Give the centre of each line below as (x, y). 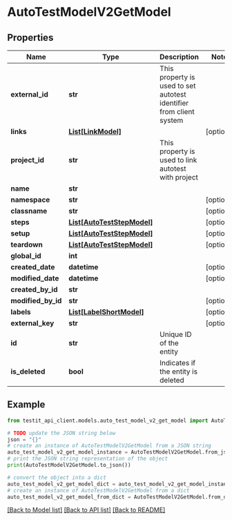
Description (179, 57)
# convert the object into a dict (57, 477)
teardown (27, 244)
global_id (26, 256)
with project (179, 177)
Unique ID (176, 334)
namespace (30, 200)
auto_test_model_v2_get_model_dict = (61, 484)
